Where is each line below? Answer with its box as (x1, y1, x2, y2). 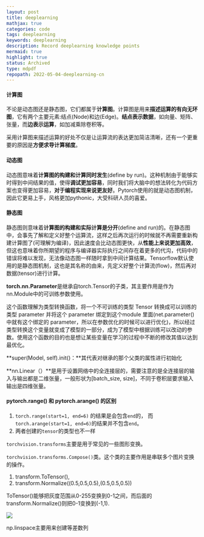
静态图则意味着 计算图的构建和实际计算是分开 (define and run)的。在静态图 (6, 224, 191, 231)
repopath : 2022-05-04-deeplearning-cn (6, 71, 104, 77)
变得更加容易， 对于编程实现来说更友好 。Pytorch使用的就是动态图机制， (16, 187, 196, 194)
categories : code (6, 26, 50, 32)
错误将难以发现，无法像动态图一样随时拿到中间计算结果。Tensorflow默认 (6, 254, 189, 261)
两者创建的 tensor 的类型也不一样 (15, 427, 96, 435)
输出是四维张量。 (6, 382, 49, 389)
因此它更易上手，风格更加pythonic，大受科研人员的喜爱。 (6, 194, 151, 201)
